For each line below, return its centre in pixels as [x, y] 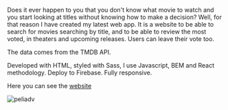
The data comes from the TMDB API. [59, 52]
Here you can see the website [49, 86]
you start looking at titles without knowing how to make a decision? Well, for [114, 17]
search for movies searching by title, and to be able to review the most [107, 31]
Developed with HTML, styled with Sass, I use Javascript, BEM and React [111, 65]
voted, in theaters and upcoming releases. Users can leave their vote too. [111, 39]
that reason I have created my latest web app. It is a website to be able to [111, 24]
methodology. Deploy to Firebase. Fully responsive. [80, 72]
